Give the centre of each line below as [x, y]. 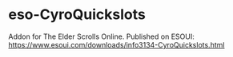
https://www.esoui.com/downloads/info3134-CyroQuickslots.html [116, 44]
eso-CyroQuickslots [77, 15]
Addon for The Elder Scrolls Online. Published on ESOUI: [101, 36]
